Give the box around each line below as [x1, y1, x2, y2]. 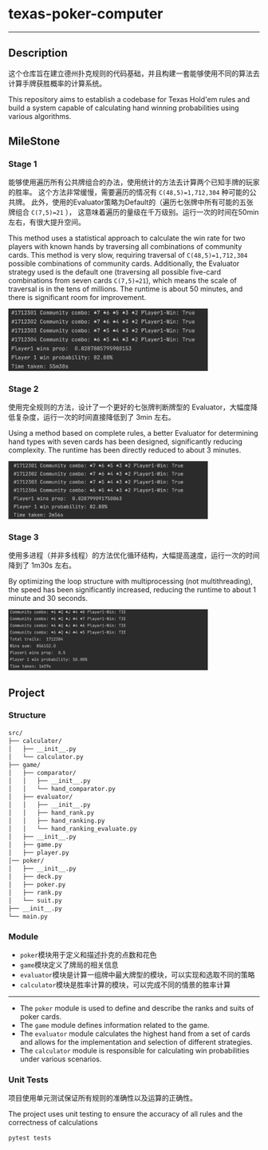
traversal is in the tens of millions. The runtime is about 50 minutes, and [8, 284, 243, 294]
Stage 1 [8, 159, 37, 170]
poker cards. [19, 1012, 62, 1022]
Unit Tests [8, 1074, 49, 1085]
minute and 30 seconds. [8, 594, 89, 603]
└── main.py [8, 912, 48, 920]
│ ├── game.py [8, 840, 62, 848]
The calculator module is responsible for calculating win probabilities [19, 1046, 250, 1056]
